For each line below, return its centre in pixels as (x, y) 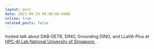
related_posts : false (27, 23)
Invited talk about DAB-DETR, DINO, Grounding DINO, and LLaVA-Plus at (77, 37)
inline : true (18, 18)
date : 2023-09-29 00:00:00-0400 (38, 14)
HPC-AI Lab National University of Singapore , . (52, 42)
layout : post (18, 9)
